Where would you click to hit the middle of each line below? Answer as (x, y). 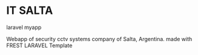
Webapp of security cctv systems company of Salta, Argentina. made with (99, 39)
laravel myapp (24, 27)
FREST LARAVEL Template (39, 45)
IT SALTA (30, 11)
